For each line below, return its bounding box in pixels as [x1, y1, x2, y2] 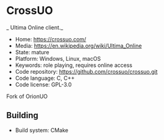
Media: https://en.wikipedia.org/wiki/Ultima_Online [15, 42, 142, 49]
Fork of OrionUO [6, 93, 48, 100]
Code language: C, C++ [15, 74, 75, 82]
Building [6, 110, 38, 121]
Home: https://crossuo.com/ [15, 35, 87, 43]
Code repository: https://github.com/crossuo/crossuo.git [15, 68, 158, 75]
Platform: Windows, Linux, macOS [15, 55, 101, 62]
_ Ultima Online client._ [6, 24, 63, 31]
